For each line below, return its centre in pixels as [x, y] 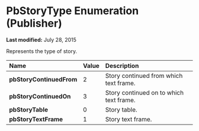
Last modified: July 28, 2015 [41, 40]
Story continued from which [144, 76]
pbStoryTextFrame [36, 119]
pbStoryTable [29, 109]
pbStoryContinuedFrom [43, 79]
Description [122, 65]
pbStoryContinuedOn [40, 96]
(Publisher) [34, 23]
